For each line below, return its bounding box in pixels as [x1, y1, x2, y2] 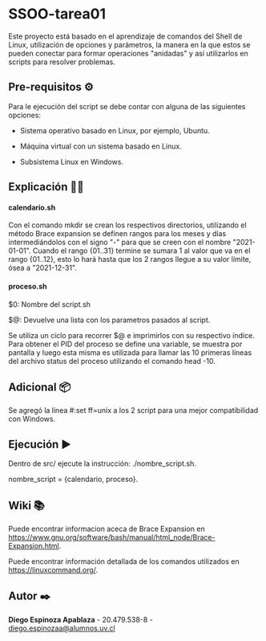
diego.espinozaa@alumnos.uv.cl [8, 623, 115, 633]
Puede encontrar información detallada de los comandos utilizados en [8, 556, 240, 566]
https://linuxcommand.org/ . [8, 565, 99, 574]
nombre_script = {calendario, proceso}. [8, 475, 139, 484]
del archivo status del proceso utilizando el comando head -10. [8, 356, 216, 365]
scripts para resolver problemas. [8, 57, 116, 67]
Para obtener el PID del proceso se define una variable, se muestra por [8, 339, 243, 349]
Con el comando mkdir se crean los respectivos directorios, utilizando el [8, 220, 247, 230]
